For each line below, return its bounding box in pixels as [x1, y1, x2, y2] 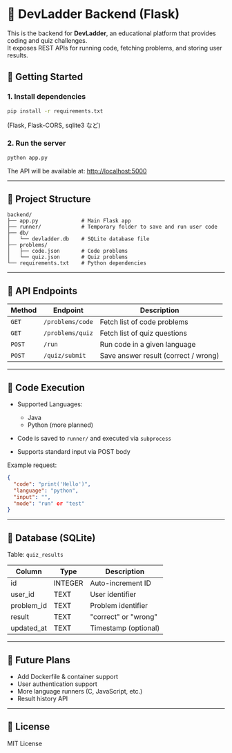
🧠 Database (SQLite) [7, 532, 96, 544]
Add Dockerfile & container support [17, 672, 119, 680]
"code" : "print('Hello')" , [13, 480, 91, 488]
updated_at [10, 623, 47, 633]
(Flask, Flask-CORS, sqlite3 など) [7, 121, 101, 129]
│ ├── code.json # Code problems [7, 248, 128, 255]
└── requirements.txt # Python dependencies [7, 260, 147, 267]
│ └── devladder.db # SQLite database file [7, 236, 150, 242]
